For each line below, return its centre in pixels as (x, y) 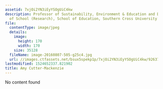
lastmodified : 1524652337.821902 (39, 64)
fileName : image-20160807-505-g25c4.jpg (51, 55)
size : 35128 (26, 50)
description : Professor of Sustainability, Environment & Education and (80, 14)
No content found (23, 82)
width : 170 (29, 46)
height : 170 (30, 41)
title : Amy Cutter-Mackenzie (34, 69)
